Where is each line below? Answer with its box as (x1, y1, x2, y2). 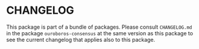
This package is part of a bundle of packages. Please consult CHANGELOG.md (6, 23, 192, 30)
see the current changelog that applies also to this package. (6, 36, 156, 43)
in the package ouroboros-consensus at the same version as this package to (6, 29, 194, 36)
